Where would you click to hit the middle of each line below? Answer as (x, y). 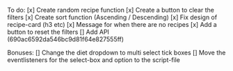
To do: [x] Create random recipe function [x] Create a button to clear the (111, 10)
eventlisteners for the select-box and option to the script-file (94, 60)
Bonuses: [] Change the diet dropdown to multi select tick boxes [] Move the (116, 52)
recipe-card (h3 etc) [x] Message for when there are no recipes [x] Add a (112, 24)
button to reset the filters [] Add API (58, 32)
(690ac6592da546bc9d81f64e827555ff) (65, 39)
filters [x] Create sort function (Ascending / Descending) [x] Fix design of (112, 17)
